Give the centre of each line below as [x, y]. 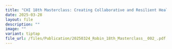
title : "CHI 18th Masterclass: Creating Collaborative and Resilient [81, 10]
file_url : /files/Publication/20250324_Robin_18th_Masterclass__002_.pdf [86, 39]
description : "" [23, 24]
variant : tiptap [23, 34]
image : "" [16, 29]
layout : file [19, 19]
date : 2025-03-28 [24, 15]
